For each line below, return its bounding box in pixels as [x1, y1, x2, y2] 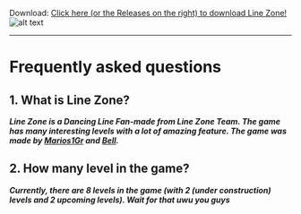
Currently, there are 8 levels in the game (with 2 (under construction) [9, 184, 271, 195]
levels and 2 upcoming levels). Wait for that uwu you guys [9, 194, 230, 205]
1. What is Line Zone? [9, 92, 130, 107]
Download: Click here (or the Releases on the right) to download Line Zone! [9, 8, 288, 18]
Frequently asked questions [9, 57, 222, 77]
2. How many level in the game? [9, 161, 190, 176]
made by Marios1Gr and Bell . [9, 135, 119, 146]
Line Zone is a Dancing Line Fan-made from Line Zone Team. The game [9, 116, 280, 126]
